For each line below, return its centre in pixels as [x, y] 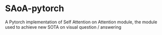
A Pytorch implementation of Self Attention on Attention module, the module [81, 22]
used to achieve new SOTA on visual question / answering [63, 27]
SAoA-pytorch [35, 9]
